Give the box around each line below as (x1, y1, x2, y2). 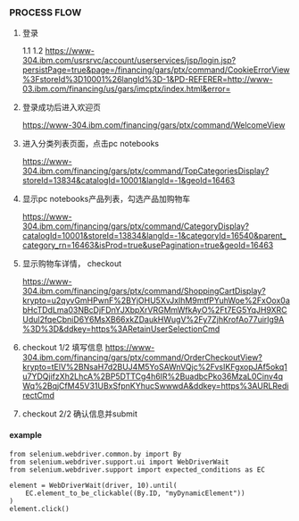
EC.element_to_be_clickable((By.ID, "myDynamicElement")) (25, 489, 245, 498)
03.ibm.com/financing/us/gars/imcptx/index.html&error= (21, 83, 231, 95)
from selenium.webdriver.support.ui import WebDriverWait (9, 458, 229, 466)
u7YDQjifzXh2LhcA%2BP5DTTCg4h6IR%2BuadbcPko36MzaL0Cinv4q (21, 371, 284, 382)
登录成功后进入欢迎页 (21, 102, 101, 113)
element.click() (9, 504, 70, 513)
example (9, 429, 43, 440)
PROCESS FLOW (9, 6, 82, 19)
